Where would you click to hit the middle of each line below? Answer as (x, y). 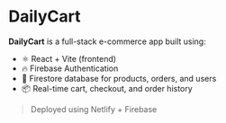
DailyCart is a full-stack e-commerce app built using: (107, 41)
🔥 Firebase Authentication (70, 68)
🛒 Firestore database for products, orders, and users (119, 78)
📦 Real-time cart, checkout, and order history (107, 88)
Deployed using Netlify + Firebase (94, 109)
